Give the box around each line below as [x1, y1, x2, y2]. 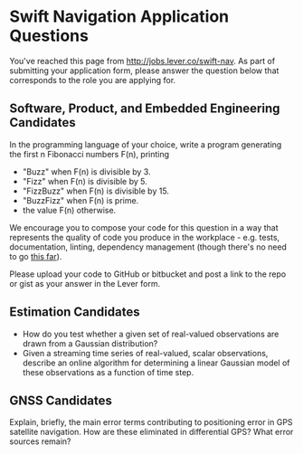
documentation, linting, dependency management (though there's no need [9, 241, 288, 252]
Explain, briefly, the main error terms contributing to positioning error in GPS [9, 417, 293, 428]
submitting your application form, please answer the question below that [9, 65, 279, 76]
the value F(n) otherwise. [22, 204, 117, 215]
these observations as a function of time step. [22, 366, 194, 377]
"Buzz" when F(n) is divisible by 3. [22, 166, 151, 177]
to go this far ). [9, 251, 62, 261]
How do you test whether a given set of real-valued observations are [22, 328, 279, 339]
